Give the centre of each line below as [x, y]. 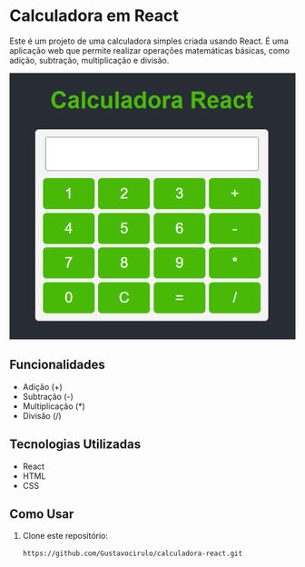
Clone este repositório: [65, 536]
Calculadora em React [94, 16]
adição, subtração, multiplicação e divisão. [89, 60]
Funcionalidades [58, 365]
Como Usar [42, 514]
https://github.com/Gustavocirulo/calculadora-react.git [133, 554]
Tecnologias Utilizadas [75, 445]
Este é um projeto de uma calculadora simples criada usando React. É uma [149, 41]
